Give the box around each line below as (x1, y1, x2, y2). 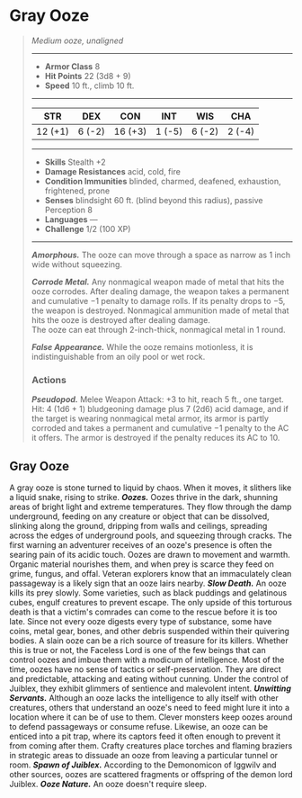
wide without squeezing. (31, 258, 123, 270)
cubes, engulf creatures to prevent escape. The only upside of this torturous (9, 597, 292, 608)
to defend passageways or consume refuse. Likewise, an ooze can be (9, 722, 268, 732)
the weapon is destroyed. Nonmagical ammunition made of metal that (31, 305, 289, 316)
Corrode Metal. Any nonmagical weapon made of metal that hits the (31, 276, 285, 287)
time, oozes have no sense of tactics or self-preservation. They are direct (9, 664, 281, 675)
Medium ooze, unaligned (31, 35, 124, 46)
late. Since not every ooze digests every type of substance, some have (9, 616, 272, 627)
